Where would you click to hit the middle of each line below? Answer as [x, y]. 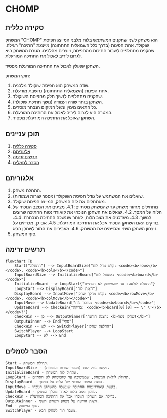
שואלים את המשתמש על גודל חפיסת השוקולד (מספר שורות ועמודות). [78, 196]
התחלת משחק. [27, 190]
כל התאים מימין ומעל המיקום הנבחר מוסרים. [55, 107]
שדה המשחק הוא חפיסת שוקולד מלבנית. [51, 85]
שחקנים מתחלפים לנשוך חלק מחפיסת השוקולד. [58, 96]
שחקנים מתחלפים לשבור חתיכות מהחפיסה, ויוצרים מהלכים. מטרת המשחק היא [80, 51]
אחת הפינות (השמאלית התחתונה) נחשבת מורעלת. [60, 91]
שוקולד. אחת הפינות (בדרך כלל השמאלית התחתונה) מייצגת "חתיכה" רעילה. [77, 45]
